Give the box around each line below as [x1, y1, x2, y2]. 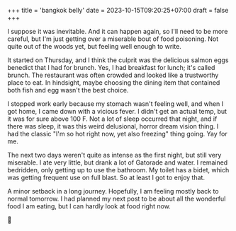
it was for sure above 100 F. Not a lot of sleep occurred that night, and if [7, 114, 218, 123]
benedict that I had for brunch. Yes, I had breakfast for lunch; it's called [7, 64, 215, 71]
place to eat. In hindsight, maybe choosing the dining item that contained [7, 78, 220, 87]
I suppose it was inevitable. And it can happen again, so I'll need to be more [7, 28, 228, 35]
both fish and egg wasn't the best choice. [7, 86, 129, 94]
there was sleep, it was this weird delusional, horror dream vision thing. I [7, 122, 219, 130]
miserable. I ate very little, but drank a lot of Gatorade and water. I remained [7, 158, 228, 167]
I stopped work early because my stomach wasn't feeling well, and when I [7, 100, 224, 108]
